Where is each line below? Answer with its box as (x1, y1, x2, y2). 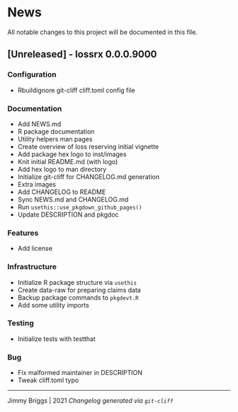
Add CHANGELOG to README (17, 188, 106, 196)
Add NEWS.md (17, 119, 62, 128)
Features (7, 228, 39, 238)
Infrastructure (7, 262, 57, 272)
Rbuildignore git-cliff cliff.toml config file (17, 86, 136, 94)
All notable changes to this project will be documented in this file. (7, 28, 198, 36)
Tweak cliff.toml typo (17, 376, 79, 384)
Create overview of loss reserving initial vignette (17, 142, 159, 151)
